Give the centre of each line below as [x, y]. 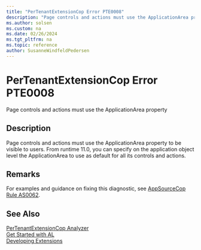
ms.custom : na [24, 28]
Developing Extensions [34, 241]
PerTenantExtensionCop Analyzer [48, 228]
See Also [23, 214]
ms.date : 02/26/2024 [32, 34]
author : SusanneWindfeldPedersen [48, 51]
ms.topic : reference [32, 45]
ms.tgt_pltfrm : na [29, 39]
